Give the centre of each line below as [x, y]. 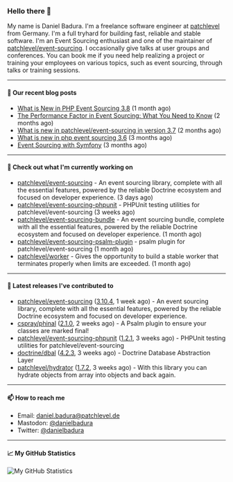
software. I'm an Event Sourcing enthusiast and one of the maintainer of [110, 41]
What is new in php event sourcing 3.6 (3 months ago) [95, 137]
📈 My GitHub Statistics [42, 453]
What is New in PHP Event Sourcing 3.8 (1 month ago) [94, 108]
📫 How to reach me [36, 398]
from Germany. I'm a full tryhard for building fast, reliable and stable [104, 33]
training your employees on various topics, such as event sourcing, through [115, 63]
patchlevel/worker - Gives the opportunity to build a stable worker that [118, 256]
